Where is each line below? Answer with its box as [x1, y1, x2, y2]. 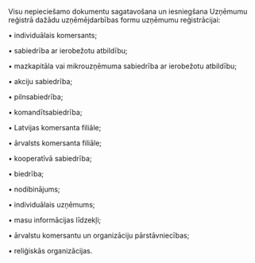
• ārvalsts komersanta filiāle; [8, 138, 102, 148]
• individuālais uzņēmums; [8, 200, 95, 209]
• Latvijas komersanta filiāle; [8, 123, 102, 132]
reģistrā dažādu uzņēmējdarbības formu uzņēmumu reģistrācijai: [8, 15, 221, 25]
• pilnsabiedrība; [8, 92, 64, 102]
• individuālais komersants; [8, 31, 98, 40]
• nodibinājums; [8, 184, 61, 194]
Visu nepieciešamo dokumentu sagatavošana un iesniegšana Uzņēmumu [8, 7, 248, 16]
